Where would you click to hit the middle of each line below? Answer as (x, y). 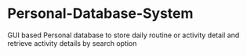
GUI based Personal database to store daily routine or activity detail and (123, 35)
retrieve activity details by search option (72, 43)
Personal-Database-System (100, 14)
